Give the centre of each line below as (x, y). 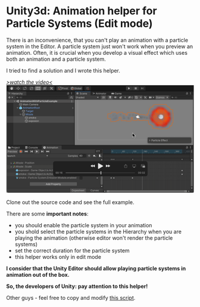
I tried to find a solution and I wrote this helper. (63, 70)
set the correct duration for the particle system (72, 250)
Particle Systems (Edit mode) (79, 24)
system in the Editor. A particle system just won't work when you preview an (100, 46)
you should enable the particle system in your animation (83, 225)
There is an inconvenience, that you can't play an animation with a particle (97, 40)
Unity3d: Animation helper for (82, 11)
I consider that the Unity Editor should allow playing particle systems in (96, 268)
